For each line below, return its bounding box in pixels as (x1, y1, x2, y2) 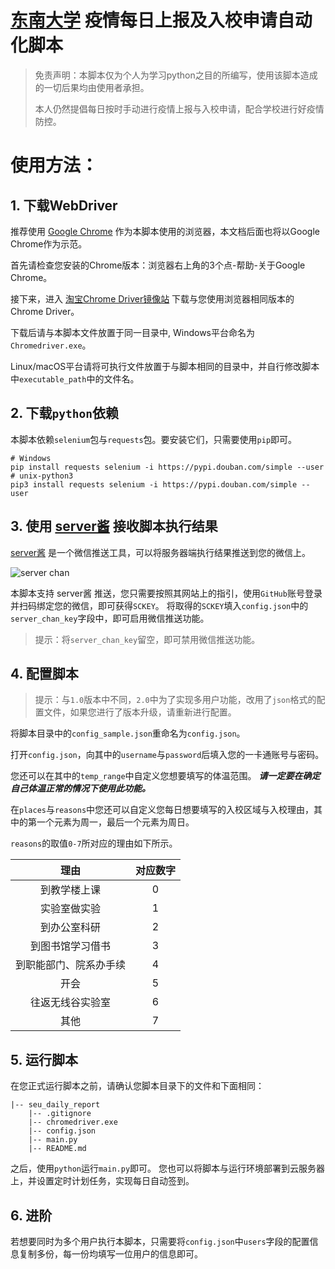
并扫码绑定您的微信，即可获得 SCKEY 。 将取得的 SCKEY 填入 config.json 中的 (10, 599, 309, 611)
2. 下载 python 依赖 (10, 405, 120, 422)
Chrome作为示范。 (10, 237, 88, 250)
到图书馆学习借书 (30, 939, 112, 953)
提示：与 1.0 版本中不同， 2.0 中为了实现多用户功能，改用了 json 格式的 (34, 694, 317, 706)
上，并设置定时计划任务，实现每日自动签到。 (10, 1175, 195, 1187)
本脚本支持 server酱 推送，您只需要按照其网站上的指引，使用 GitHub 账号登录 (10, 587, 323, 599)
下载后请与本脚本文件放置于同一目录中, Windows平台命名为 (10, 326, 255, 338)
